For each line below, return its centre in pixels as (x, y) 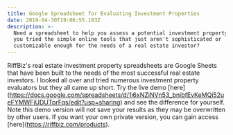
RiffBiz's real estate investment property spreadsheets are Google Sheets (112, 65)
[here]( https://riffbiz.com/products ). (59, 124)
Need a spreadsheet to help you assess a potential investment (106, 33)
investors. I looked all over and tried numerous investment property (103, 80)
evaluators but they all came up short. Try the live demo (87, 88)
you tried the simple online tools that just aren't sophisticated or (118, 39)
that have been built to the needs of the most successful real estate (104, 73)
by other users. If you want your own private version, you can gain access (113, 117)
